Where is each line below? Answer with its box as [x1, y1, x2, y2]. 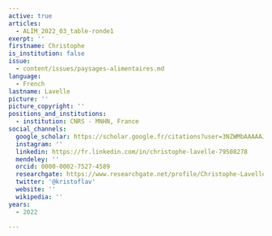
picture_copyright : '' [8, 102, 85, 110]
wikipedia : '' [15, 192, 63, 201]
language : [8, 72, 42, 80]
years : [8, 200, 31, 208]
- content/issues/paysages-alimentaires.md [15, 65, 164, 73]
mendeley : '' [15, 155, 60, 163]
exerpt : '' [8, 34, 45, 43]
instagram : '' [15, 139, 63, 148]
